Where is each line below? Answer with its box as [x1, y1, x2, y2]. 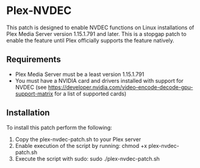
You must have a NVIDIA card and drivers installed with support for [15, 77, 184, 84]
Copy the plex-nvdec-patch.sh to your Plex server [15, 135, 141, 143]
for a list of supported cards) [54, 89, 127, 97]
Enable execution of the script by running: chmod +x [15, 142, 148, 149]
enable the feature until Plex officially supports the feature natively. [6, 37, 175, 44]
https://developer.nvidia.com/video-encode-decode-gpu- [48, 83, 193, 91]
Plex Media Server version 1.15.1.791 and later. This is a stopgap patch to [6, 30, 187, 37]
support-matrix [15, 89, 54, 97]
